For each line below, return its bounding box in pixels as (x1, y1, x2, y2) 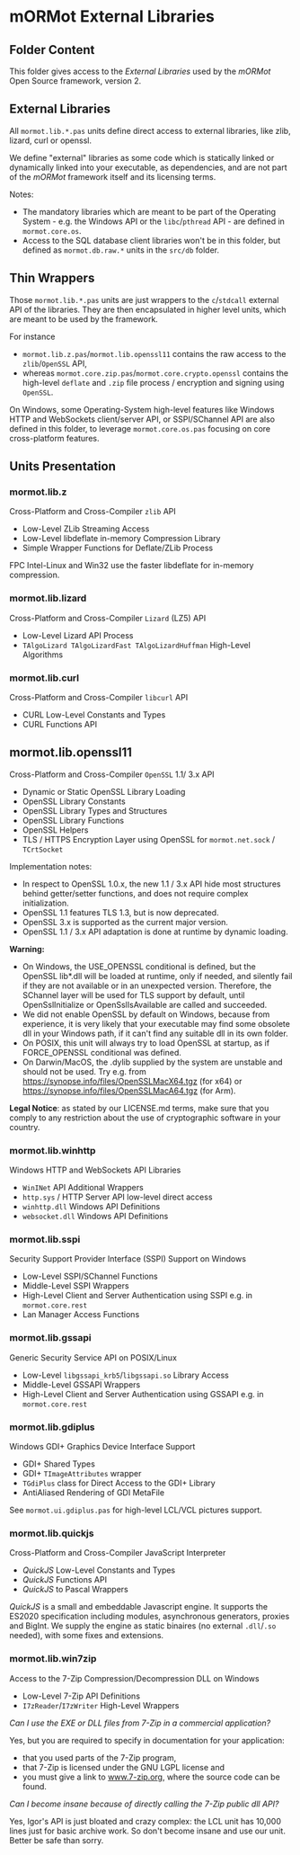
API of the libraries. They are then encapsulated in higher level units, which (9, 304, 287, 315)
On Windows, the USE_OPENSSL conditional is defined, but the (22, 960, 256, 972)
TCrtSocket (22, 845, 64, 854)
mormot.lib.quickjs (9, 1527, 94, 1539)
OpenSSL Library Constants (22, 796, 126, 807)
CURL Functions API (22, 718, 97, 729)
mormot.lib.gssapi (9, 1332, 92, 1344)
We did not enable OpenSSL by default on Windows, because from (22, 1009, 270, 1020)
